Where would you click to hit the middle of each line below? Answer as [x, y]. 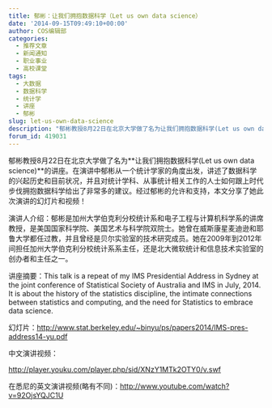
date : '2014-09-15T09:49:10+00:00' [68, 23]
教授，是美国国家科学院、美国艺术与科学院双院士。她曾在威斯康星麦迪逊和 [132, 228]
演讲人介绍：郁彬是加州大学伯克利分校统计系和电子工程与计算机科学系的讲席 [136, 218]
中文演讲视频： [33, 353]
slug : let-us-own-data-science [61, 121]
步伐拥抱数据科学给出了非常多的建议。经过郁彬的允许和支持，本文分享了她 [132, 190]
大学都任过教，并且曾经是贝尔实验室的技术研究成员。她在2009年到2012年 [138, 238]
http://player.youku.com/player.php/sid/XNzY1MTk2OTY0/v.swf [115, 369]
